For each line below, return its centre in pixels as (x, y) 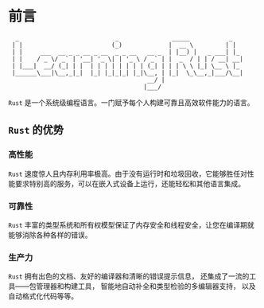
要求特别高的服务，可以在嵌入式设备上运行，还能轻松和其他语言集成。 (130, 183)
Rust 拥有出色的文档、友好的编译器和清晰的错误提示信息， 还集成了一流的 (129, 276)
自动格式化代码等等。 (43, 296)
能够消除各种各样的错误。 (50, 235)
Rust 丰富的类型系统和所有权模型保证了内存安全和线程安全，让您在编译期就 (131, 224)
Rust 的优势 (36, 130)
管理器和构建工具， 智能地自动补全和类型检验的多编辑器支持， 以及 (146, 287)
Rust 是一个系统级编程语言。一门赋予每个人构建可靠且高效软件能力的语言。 (131, 102)
